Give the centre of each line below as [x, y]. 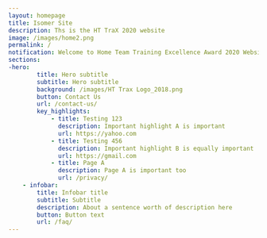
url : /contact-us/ [67, 104]
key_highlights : [64, 112]
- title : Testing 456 [87, 141]
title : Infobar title [73, 192]
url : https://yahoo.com [97, 133]
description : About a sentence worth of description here [135, 207]
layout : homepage [37, 15]
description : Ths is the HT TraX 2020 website [87, 30]
